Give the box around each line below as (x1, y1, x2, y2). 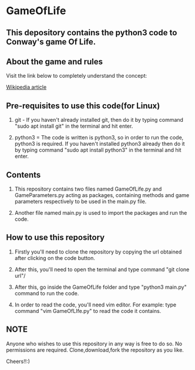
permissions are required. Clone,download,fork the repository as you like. (6, 346, 184, 354)
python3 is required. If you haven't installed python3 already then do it (14, 140, 185, 148)
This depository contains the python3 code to (6, 28, 177, 38)
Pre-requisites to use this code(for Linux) (6, 101, 160, 111)
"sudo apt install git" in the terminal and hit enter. (14, 122, 133, 130)
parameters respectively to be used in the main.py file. (14, 198, 147, 205)
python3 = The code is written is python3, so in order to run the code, (14, 134, 184, 141)
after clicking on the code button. (14, 254, 96, 261)
